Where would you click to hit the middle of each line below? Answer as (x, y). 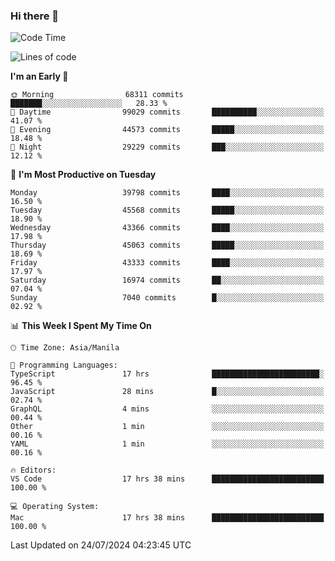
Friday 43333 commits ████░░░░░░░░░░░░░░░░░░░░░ (167, 263)
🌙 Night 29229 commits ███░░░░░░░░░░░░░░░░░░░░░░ (167, 147)
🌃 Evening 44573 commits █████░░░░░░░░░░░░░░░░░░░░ (167, 130)
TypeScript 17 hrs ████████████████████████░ (167, 374)
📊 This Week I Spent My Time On (81, 326)
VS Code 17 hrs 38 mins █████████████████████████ (167, 479)
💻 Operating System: (55, 507)
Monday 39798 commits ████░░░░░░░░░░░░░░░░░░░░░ (167, 193)
